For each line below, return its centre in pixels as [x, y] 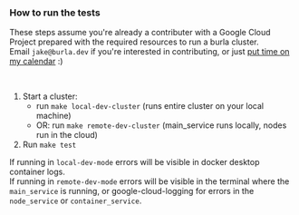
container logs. [37, 172]
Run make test [49, 145]
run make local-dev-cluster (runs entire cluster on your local [150, 106]
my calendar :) [36, 62]
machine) [53, 116]
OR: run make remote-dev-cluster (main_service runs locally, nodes [161, 125]
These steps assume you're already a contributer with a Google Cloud [140, 33]
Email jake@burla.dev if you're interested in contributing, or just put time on [149, 52]
